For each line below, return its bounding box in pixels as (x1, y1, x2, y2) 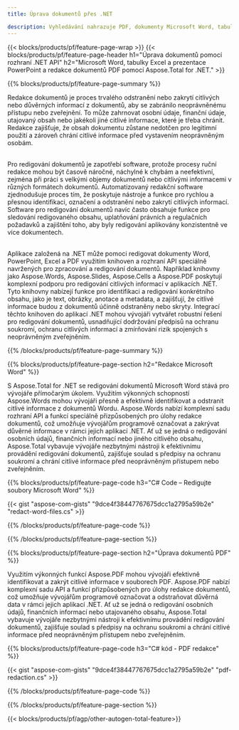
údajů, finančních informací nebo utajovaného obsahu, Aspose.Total (7, 608, 207, 616)
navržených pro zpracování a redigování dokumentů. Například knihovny (7, 264, 221, 273)
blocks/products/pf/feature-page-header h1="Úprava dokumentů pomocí (7, 51, 223, 59)
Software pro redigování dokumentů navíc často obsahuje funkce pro (7, 205, 211, 213)
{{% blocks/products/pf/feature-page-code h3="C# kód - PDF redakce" (7, 644, 219, 652)
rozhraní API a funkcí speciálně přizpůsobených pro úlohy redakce (7, 411, 203, 420)
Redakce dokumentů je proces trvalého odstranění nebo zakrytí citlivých (7, 93, 220, 102)
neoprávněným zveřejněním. (7, 332, 91, 341)
